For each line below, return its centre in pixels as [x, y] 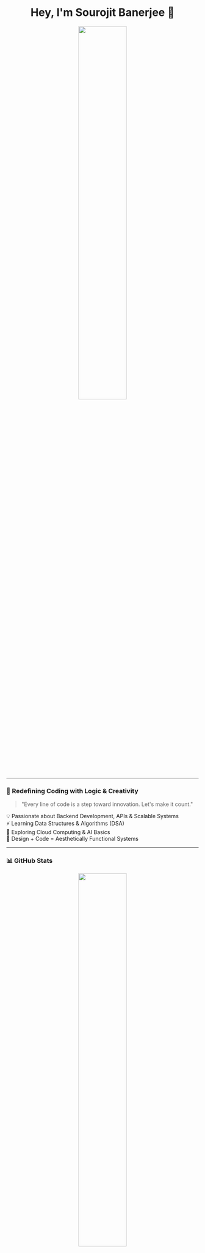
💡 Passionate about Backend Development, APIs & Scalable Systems [92, 816]
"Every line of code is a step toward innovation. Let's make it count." [107, 804]
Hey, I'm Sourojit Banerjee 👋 [103, 13]
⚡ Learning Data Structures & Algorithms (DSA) [66, 824]
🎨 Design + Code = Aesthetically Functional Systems [73, 839]
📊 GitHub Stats [30, 861]
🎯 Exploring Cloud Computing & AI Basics [58, 832]
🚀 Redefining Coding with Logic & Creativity [72, 791]
